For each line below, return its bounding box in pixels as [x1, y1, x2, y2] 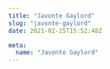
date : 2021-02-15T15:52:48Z [8, 26, 103, 34]
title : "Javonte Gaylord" [8, 11, 95, 20]
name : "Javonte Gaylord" [15, 49, 99, 57]
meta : [8, 41, 26, 49]
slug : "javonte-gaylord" [8, 19, 92, 27]
